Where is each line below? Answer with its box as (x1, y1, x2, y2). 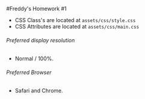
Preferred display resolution (6, 36, 75, 44)
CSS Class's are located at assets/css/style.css (14, 17, 136, 23)
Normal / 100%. (14, 55, 54, 62)
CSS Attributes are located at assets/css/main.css (14, 23, 140, 30)
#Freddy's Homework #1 (6, 5, 67, 12)
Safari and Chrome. (14, 87, 64, 94)
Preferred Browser (6, 69, 52, 76)
